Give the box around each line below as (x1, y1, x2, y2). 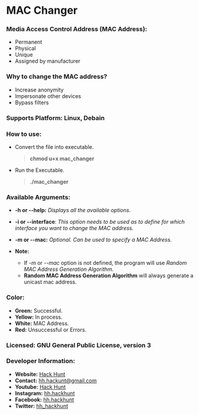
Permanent (14, 38, 42, 45)
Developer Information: (6, 357, 75, 365)
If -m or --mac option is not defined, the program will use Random (23, 260, 187, 267)
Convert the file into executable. (14, 144, 94, 150)
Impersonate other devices (14, 92, 82, 99)
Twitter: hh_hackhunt (14, 402, 69, 410)
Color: (6, 294, 25, 302)
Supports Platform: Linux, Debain (6, 114, 105, 122)
